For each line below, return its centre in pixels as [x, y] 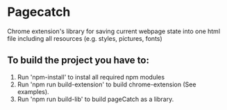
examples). [33, 91]
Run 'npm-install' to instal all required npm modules [91, 77]
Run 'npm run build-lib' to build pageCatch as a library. [95, 99]
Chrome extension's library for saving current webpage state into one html [114, 31]
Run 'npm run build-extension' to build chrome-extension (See [107, 84]
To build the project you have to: [78, 61]
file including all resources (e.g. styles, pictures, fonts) [85, 38]
